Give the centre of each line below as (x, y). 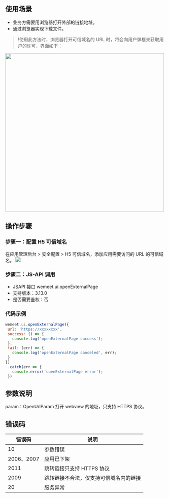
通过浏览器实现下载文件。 (39, 28)
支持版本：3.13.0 (30, 293)
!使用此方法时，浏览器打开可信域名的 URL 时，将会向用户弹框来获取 (89, 39)
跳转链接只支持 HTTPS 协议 (77, 469)
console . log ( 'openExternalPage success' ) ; (57, 339)
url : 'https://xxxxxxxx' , (35, 329)
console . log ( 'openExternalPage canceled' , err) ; (64, 353)
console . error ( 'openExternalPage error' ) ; (57, 372)
